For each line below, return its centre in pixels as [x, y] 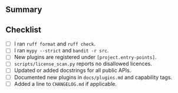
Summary [24, 10]
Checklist [24, 30]
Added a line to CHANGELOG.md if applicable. [65, 84]
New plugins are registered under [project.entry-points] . [85, 57]
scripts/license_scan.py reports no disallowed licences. [83, 64]
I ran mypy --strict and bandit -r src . [61, 51]
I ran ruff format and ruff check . [55, 44]
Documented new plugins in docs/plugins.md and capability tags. [93, 77]
